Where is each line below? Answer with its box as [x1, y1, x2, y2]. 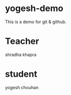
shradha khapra [5, 52, 36, 57]
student [5, 68, 37, 80]
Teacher [5, 36, 39, 47]
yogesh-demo [5, 3, 64, 14]
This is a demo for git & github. [5, 19, 67, 25]
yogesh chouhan [5, 84, 39, 90]
